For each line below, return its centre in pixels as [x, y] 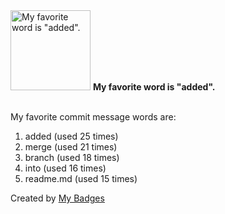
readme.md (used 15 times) [81, 178]
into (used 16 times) [65, 168]
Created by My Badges [57, 198]
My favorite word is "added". [154, 87]
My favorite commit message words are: [93, 117]
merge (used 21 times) [71, 147]
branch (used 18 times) [72, 157]
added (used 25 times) [71, 136]
